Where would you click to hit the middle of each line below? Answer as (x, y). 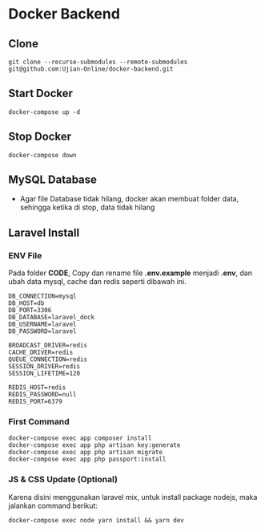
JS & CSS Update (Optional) (63, 480)
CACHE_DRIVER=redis (41, 353)
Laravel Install (44, 232)
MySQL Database (53, 180)
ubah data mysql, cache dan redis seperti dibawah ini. (97, 282)
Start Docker (41, 93)
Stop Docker (40, 137)
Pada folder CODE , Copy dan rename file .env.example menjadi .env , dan (130, 273)
